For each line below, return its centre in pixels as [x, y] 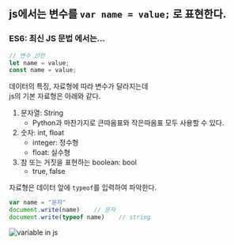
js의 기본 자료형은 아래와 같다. [55, 96]
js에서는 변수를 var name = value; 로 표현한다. [118, 14]
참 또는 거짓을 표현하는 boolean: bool [79, 162]
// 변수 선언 [27, 55]
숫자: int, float [42, 133]
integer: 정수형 [55, 143]
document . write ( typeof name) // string [80, 217]
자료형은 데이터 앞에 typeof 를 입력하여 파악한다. [83, 187]
